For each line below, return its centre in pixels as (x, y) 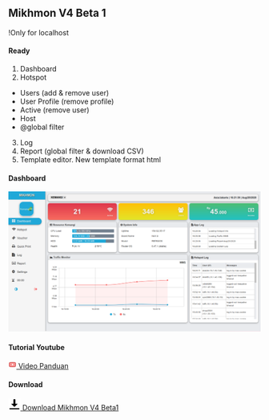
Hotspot (33, 77)
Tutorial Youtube (37, 347)
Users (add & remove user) (64, 93)
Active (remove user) (54, 110)
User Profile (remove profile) (67, 102)
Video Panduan (44, 366)
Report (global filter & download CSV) (82, 151)
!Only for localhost (39, 32)
